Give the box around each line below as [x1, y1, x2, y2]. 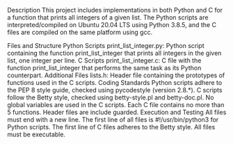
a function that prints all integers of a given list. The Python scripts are [7, 13, 209, 22]
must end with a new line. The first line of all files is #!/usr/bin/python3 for [7, 115, 219, 124]
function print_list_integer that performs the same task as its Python [7, 64, 202, 72]
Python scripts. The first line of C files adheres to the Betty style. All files [7, 123, 216, 131]
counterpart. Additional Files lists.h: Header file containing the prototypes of [7, 71, 225, 79]
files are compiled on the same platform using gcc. [7, 28, 153, 36]
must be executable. [7, 130, 66, 138]
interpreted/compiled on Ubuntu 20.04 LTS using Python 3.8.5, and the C [7, 21, 217, 29]
